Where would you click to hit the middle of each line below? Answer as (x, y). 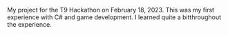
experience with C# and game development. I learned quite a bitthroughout (114, 17)
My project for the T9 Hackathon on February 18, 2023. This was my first (111, 10)
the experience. (29, 24)
